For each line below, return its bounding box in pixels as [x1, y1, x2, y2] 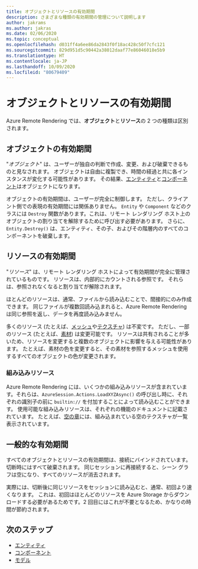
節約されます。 [16, 506, 53, 513]
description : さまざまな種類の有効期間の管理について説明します [6, 14, 147, 20]
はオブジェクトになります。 [17, 183, 84, 189]
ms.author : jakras [6, 25, 51, 31]
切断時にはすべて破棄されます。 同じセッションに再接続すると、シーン [6, 463, 177, 471]
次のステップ [6, 525, 53, 535]
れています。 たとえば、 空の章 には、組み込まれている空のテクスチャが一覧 [6, 413, 188, 420]
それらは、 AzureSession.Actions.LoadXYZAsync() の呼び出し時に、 [15, 391, 177, 398]
